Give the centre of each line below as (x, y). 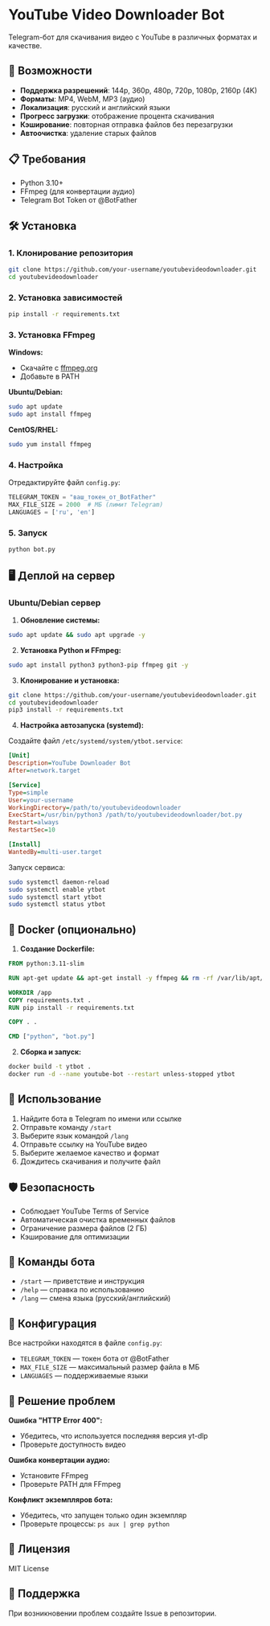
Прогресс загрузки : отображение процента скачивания (117, 116)
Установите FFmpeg (54, 1476)
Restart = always (34, 823)
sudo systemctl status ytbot (57, 905)
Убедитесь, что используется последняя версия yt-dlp (114, 1436)
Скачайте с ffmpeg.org (59, 368)
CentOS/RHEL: (33, 430)
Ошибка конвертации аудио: (59, 1460)
